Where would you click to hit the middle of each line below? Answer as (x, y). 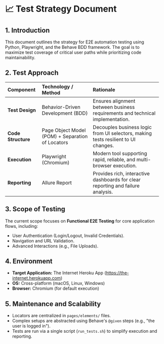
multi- (144, 160)
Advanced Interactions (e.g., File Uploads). (55, 246)
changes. (103, 145)
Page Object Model (64, 130)
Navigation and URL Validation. (43, 241)
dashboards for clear (116, 180)
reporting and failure (116, 185)
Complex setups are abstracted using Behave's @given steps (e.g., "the (83, 321)
